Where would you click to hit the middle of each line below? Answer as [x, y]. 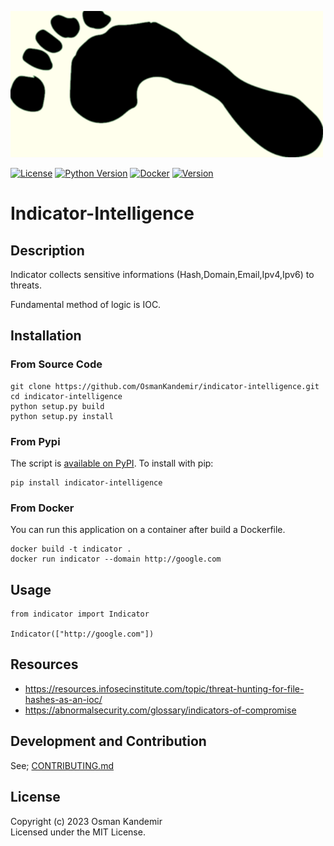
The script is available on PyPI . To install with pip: [112, 463]
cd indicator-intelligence [66, 396]
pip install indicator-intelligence [86, 482]
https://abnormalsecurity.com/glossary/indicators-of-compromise [160, 710]
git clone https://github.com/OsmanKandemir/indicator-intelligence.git [165, 386]
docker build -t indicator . [71, 549]
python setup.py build [57, 406]
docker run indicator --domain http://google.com [116, 559]
